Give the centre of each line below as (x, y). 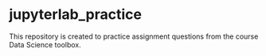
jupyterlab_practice (76, 15)
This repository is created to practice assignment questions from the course (134, 36)
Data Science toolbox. (45, 44)
